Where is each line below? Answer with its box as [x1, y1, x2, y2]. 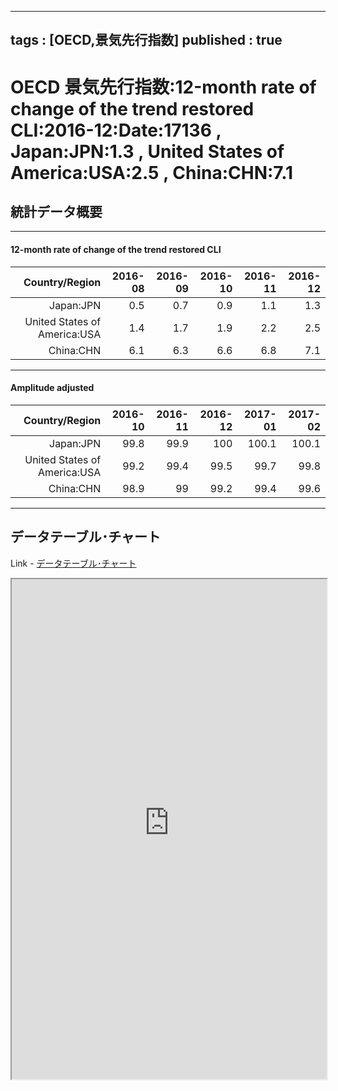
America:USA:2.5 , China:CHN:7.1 [10, 161, 294, 184]
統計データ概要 [10, 203, 103, 220]
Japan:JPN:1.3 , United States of [10, 140, 285, 163]
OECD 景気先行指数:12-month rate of [10, 76, 317, 98]
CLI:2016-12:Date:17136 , [10, 119, 222, 141]
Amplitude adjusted [10, 382, 95, 394]
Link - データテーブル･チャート [10, 557, 137, 569]
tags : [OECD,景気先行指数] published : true [10, 32, 283, 49]
